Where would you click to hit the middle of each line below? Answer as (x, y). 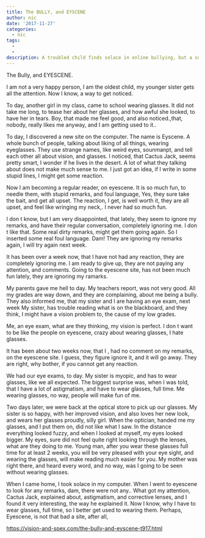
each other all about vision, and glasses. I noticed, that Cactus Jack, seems (101, 156)
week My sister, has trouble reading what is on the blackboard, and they (97, 307)
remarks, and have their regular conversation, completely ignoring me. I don (102, 225)
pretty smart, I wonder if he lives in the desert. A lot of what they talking (96, 162)
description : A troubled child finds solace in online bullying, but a (99, 58)
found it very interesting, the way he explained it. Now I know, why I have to (101, 503)
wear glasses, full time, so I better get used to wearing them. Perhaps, (95, 510)
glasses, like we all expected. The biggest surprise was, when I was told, (98, 382)
